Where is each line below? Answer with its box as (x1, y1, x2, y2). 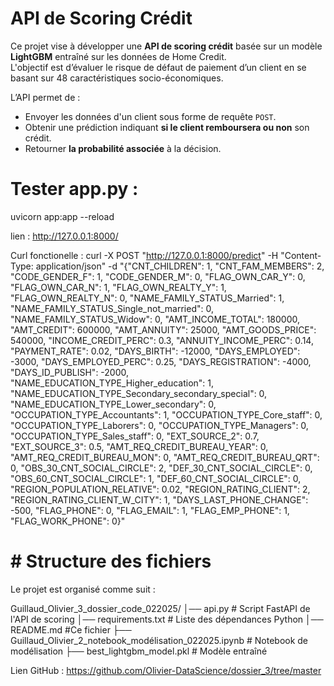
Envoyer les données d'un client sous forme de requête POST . (24, 110, 277, 122)
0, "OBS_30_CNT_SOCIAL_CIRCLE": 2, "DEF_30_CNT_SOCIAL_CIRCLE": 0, (10, 462, 313, 474)
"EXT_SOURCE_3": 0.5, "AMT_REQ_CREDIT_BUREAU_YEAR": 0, (10, 440, 269, 452)
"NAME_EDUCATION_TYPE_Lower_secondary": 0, (10, 398, 217, 410)
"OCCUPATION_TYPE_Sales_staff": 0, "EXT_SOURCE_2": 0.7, (10, 430, 260, 442)
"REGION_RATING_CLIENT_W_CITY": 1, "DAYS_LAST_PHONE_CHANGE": (10, 493, 309, 506)
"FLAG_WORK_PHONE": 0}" (10, 515, 126, 527)
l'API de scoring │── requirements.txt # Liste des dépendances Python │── (10, 613, 324, 625)
